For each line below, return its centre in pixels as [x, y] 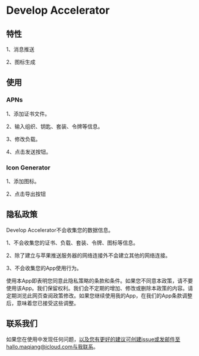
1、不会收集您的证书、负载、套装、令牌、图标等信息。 [72, 243]
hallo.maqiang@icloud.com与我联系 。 [53, 346]
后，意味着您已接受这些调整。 [42, 303]
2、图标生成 [21, 62]
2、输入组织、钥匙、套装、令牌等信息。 [55, 126]
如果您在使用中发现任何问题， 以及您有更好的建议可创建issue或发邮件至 [93, 339]
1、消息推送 [20, 49]
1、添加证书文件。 [28, 113]
